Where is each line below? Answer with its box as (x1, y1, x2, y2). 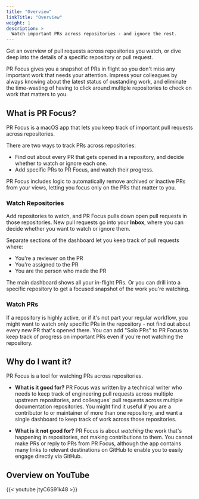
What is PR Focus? (6, 108, 77, 118)
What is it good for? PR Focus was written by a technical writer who (14, 384, 183, 391)
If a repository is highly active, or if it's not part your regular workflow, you (6, 314, 188, 321)
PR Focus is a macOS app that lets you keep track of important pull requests (6, 124, 194, 131)
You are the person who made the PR (14, 267, 107, 275)
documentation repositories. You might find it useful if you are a (14, 403, 172, 410)
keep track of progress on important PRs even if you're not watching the (6, 333, 184, 340)
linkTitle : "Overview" (6, 14, 63, 20)
